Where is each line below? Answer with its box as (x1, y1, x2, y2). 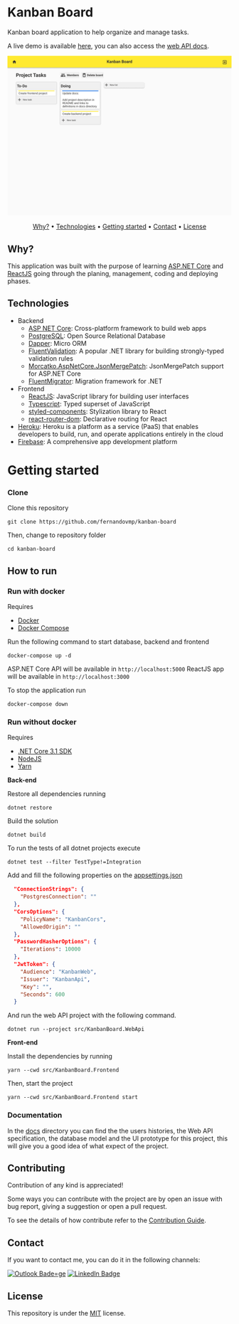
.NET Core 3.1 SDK (17, 747, 73, 756)
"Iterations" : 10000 (20, 946, 81, 953)
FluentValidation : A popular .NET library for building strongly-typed (28, 346, 224, 355)
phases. (7, 277, 31, 285)
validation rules (28, 354, 73, 363)
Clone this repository (7, 504, 69, 512)
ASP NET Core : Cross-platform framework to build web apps (28, 324, 207, 332)
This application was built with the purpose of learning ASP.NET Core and (7, 262, 224, 270)
